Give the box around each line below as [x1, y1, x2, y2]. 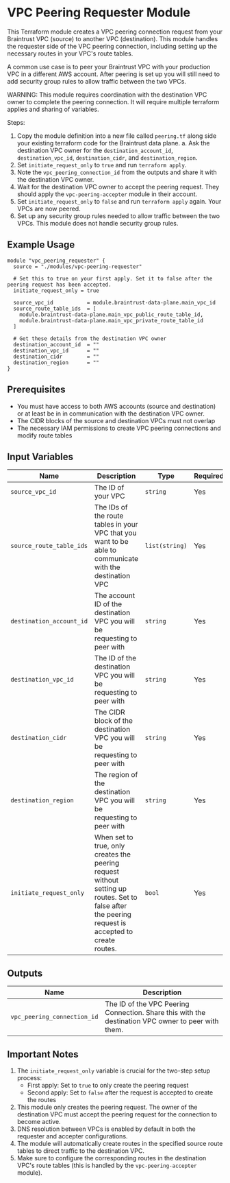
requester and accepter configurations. [16, 1132, 128, 1140]
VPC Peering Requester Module [7, 5, 190, 21]
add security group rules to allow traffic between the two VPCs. [7, 77, 187, 85]
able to [94, 545, 117, 555]
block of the [94, 716, 133, 726]
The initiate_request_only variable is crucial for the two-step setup [16, 1066, 211, 1075]
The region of [94, 770, 138, 780]
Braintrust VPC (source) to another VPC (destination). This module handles [7, 34, 218, 43]
